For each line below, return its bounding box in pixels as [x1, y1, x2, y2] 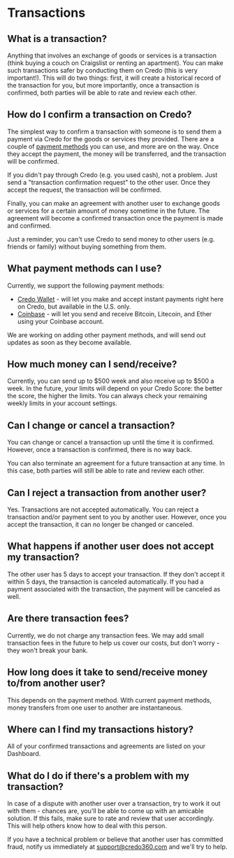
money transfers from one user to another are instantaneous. [7, 703, 183, 712]
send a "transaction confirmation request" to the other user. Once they [7, 178, 211, 186]
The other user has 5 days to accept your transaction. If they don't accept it [7, 570, 225, 578]
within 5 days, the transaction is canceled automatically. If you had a [7, 577, 204, 586]
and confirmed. [7, 221, 52, 230]
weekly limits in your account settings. [7, 399, 117, 407]
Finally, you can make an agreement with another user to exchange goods [7, 199, 220, 207]
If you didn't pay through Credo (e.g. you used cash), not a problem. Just [7, 170, 218, 179]
